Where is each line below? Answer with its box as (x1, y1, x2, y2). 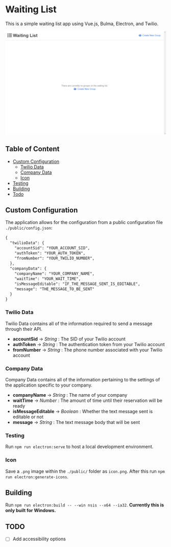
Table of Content (5, 145, 60, 153)
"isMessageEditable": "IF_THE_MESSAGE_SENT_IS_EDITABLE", (14, 281, 140, 287)
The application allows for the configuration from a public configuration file (5, 219, 163, 226)
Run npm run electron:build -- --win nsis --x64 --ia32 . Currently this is (5, 502, 164, 508)
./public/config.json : (5, 225, 53, 231)
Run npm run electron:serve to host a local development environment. (5, 443, 154, 450)
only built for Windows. (5, 508, 56, 514)
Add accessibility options (12, 536, 66, 542)
